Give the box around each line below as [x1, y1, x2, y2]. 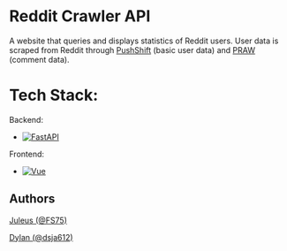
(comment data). [9, 54, 70, 65]
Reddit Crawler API [9, 6, 151, 27]
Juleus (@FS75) [9, 215, 68, 225]
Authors [9, 192, 56, 207]
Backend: [9, 114, 44, 125]
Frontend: [9, 148, 45, 159]
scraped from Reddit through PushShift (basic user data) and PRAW [9, 44, 256, 55]
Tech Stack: [9, 86, 99, 105]
